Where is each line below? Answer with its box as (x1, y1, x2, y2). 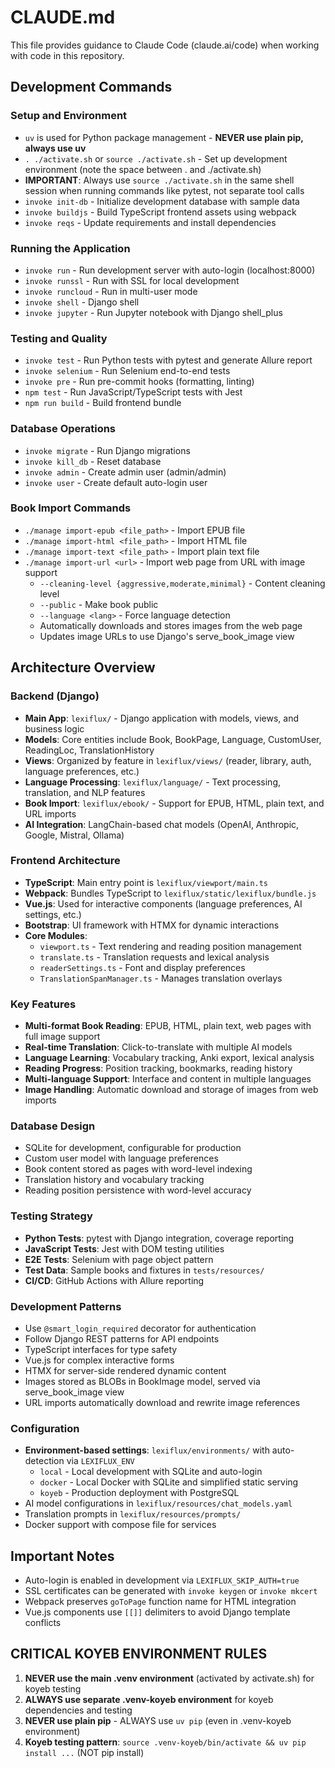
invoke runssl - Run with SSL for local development (24, 274, 240, 286)
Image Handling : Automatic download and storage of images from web (24, 1084, 319, 1096)
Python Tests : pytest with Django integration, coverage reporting (24, 1232, 295, 1244)
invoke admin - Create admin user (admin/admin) (24, 466, 227, 478)
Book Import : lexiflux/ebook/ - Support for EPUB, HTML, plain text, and (24, 797, 325, 809)
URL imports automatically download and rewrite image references (24, 1396, 301, 1408)
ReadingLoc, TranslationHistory (24, 744, 155, 756)
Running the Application (10, 241, 131, 255)
